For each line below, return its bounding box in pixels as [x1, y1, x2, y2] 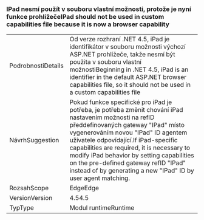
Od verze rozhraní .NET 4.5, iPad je [69, 35, 170, 44]
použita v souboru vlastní [69, 58, 141, 66]
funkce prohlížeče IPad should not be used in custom [6, 12, 165, 21]
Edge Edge [69, 184, 99, 193]
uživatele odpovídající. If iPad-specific [69, 136, 178, 145]
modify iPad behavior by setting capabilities [69, 151, 194, 160]
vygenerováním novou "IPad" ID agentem [69, 128, 188, 137]
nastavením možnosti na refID [69, 113, 155, 122]
